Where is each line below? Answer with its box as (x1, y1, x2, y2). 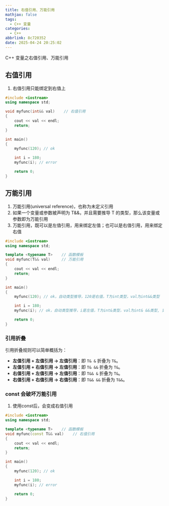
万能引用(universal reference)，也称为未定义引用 (12, 203, 114, 209)
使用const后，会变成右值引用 (12, 403, 73, 409)
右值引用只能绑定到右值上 (12, 85, 66, 91)
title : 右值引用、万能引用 (5, 7, 55, 13)
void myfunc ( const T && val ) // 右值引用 (5, 431, 95, 436)
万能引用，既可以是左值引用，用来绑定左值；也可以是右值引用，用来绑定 (12, 222, 162, 228)
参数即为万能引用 (12, 216, 48, 222)
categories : (5, 26, 30, 31)
